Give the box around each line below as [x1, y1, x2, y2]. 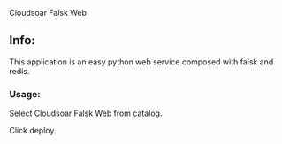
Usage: [9, 87, 42, 100]
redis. [9, 65, 30, 76]
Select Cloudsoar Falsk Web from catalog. [9, 108, 163, 118]
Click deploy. [9, 125, 57, 136]
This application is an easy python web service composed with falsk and [9, 57, 274, 67]
